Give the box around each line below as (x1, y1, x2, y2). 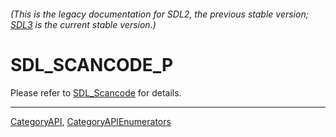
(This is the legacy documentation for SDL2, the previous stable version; (10, 8, 309, 20)
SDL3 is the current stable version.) (10, 18, 157, 30)
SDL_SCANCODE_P (10, 53, 174, 76)
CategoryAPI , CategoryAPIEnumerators (10, 115, 172, 127)
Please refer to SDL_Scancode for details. (10, 86, 182, 99)
